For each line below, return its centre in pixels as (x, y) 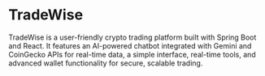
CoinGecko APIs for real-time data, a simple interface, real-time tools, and (132, 54)
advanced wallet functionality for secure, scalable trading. (106, 63)
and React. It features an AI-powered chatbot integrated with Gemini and (130, 45)
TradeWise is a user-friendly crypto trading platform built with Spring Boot (132, 37)
